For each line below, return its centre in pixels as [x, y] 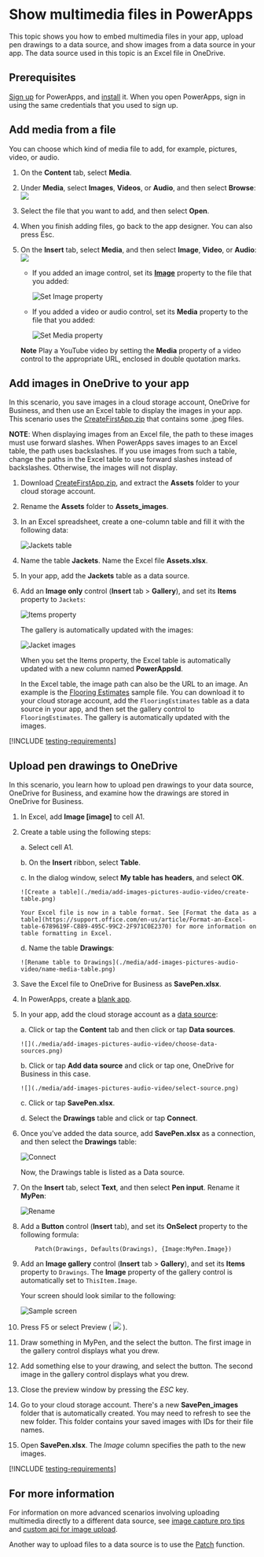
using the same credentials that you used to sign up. [94, 105]
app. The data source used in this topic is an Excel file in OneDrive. [117, 53]
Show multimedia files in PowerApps [131, 15]
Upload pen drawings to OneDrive [93, 766]
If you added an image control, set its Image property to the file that [142, 272]
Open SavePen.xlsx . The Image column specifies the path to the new [133, 1445]
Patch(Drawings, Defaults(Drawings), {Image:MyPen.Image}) [134, 1249]
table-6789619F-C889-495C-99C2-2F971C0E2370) [96, 927]
